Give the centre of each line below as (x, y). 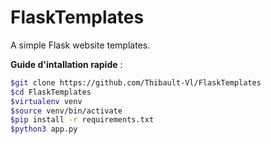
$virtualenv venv (46, 101)
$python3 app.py (44, 129)
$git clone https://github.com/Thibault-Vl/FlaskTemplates (136, 82)
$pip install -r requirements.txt (82, 120)
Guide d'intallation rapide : (66, 64)
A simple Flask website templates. (80, 45)
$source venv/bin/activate (66, 111)
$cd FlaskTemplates (51, 92)
